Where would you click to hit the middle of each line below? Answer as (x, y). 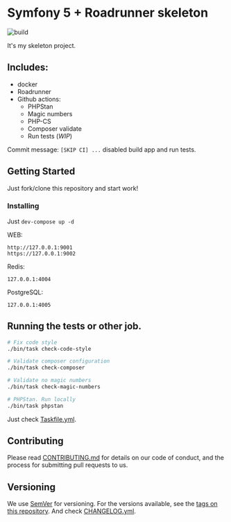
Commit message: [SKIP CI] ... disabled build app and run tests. (102, 149)
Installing (23, 206)
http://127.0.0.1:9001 (40, 247)
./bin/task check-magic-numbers (54, 387)
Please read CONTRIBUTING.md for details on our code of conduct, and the (115, 458)
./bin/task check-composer (46, 368)
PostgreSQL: (25, 292)
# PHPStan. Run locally (42, 399)
